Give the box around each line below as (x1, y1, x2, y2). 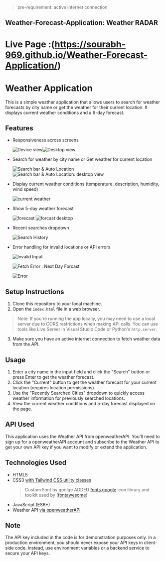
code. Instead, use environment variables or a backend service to (14, 545, 150, 551)
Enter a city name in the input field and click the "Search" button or (12, 368, 151, 375)
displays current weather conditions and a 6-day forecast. (5, 110, 125, 115)
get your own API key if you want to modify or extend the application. (5, 444, 148, 450)
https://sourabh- (54, 38, 126, 50)
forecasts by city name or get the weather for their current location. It (5, 104, 148, 110)
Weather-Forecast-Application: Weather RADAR (5, 18, 159, 27)
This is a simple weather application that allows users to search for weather (5, 99, 161, 105)
